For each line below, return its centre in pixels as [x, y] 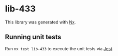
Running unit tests [33, 37]
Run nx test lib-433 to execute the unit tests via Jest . [59, 48]
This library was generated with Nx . [40, 22]
